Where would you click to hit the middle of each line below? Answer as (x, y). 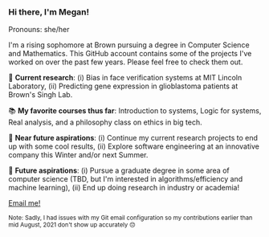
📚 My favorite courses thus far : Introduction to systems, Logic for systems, (135, 111)
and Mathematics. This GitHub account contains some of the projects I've (130, 54)
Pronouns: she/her (39, 30)
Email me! (24, 203)
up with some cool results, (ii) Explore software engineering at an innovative (134, 146)
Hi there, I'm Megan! (49, 12)
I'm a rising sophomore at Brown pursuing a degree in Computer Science (129, 45)
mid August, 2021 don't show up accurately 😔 (72, 225)
